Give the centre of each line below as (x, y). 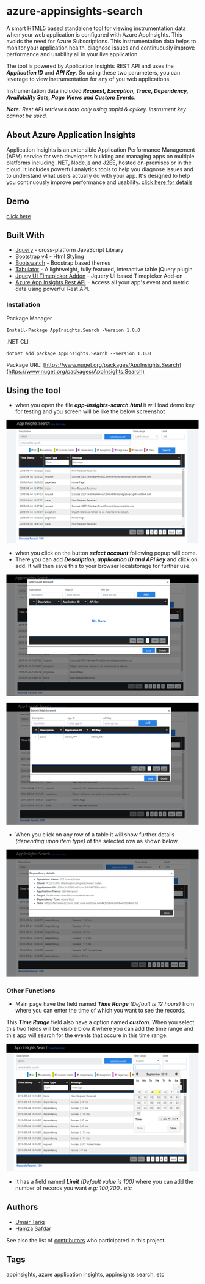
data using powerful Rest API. (52, 289)
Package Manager (29, 318)
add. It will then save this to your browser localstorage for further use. (103, 566)
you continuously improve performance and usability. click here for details (99, 182)
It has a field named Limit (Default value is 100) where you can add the (104, 1181)
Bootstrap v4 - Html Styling (49, 256)
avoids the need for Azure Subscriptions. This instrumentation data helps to (101, 41)
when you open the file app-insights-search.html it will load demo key (105, 405)
